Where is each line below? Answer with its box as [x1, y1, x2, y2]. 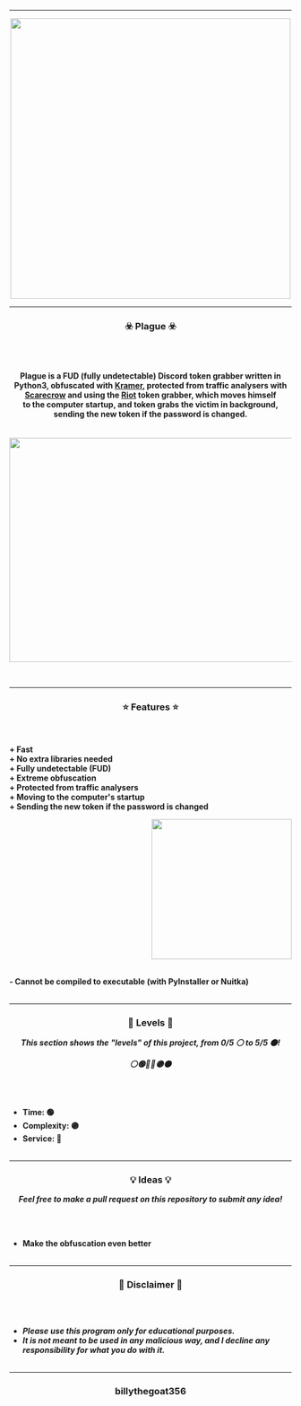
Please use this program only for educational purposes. [21, 1325, 236, 1337]
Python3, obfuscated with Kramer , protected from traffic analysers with [13, 380, 288, 391]
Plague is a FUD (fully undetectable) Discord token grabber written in [19, 371, 281, 381]
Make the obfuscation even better [21, 1238, 152, 1249]
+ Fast [9, 744, 33, 755]
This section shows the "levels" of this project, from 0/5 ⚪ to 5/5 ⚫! [21, 1037, 280, 1048]
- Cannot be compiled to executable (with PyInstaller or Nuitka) [9, 975, 249, 987]
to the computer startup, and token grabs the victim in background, [21, 399, 279, 410]
